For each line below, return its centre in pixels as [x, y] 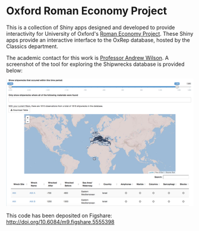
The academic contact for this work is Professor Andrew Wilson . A [88, 58]
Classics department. [32, 46]
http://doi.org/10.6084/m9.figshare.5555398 [60, 221]
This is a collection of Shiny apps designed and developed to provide [91, 27]
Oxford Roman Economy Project [87, 11]
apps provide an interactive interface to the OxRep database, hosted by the [98, 40]
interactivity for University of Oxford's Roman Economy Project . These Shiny [100, 33]
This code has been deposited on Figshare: [59, 216]
